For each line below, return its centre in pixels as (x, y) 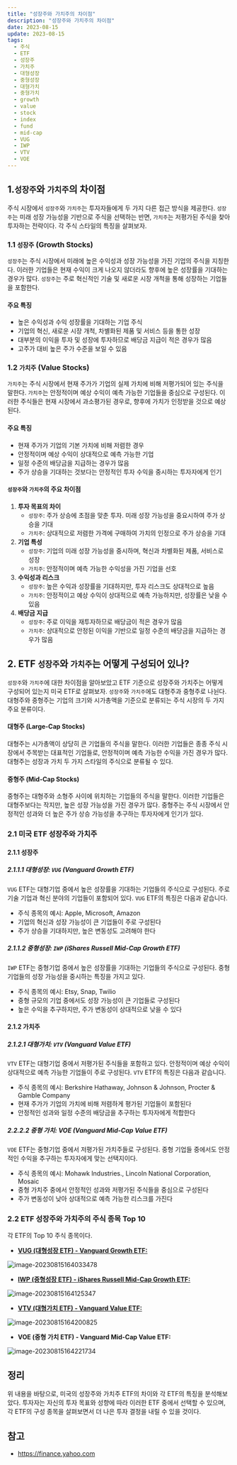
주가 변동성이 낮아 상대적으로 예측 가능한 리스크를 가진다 (95, 1199)
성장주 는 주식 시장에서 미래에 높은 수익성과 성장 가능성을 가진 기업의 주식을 (109, 260)
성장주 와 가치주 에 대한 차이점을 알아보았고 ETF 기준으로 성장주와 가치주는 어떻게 (115, 682)
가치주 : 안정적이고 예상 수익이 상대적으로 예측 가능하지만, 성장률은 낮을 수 (128, 595)
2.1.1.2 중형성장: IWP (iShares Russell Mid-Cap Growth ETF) (94, 949)
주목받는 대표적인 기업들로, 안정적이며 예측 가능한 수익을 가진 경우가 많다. (127, 752)
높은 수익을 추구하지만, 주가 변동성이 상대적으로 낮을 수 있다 (100, 1009)
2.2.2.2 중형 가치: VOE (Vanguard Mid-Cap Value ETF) (87, 1130)
